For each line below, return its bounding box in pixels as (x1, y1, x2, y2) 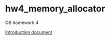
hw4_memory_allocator (5, 3, 105, 14)
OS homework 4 (5, 19, 39, 25)
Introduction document (5, 29, 52, 35)
